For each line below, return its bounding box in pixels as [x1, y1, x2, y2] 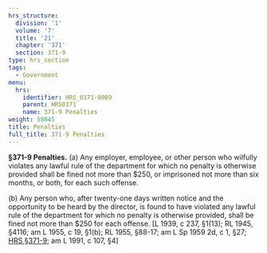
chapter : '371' [15, 42, 66, 49]
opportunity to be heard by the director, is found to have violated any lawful [8, 201, 257, 211]
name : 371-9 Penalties [22, 109, 98, 117]
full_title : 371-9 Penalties [8, 130, 105, 138]
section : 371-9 [15, 49, 66, 57]
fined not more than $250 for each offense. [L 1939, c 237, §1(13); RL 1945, [8, 219, 253, 228]
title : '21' [15, 34, 56, 42]
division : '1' [15, 19, 62, 27]
